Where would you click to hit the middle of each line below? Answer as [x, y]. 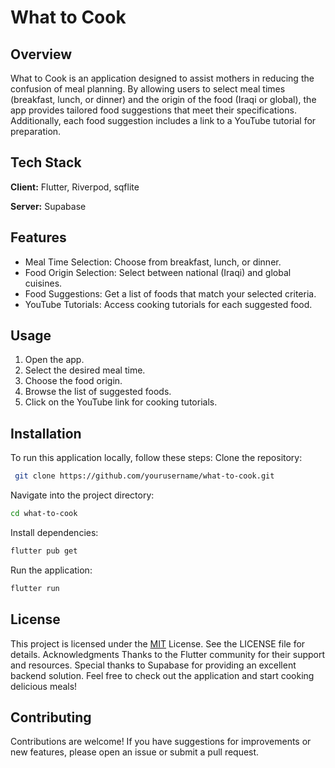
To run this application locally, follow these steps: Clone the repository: [156, 458]
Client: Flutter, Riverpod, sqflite [75, 187]
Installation [46, 433]
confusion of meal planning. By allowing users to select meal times [148, 89]
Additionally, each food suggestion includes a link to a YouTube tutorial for [163, 120]
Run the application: [51, 570]
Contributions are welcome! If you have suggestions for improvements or [161, 742]
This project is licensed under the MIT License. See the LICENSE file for [158, 643]
